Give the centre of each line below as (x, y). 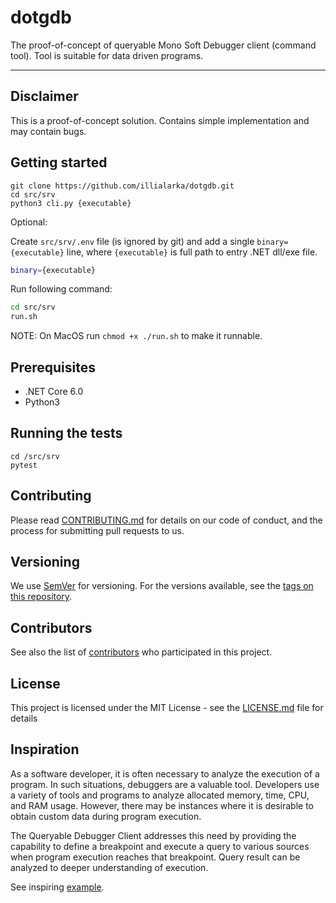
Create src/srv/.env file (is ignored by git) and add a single (132, 241)
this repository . (41, 597)
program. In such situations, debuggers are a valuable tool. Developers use (165, 784)
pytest (24, 465)
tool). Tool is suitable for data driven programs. (107, 55)
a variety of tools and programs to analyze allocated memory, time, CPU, (160, 795)
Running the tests (66, 433)
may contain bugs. (48, 131)
